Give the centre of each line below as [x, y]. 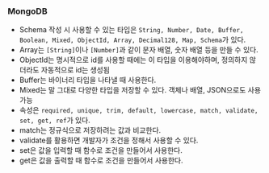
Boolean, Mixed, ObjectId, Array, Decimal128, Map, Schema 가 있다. [132, 40]
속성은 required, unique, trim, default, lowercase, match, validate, [139, 110]
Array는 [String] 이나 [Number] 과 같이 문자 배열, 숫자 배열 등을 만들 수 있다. [139, 50]
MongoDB [27, 11]
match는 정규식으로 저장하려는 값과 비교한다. [90, 130]
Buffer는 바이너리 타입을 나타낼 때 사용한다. [88, 80]
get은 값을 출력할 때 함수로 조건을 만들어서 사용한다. [101, 161]
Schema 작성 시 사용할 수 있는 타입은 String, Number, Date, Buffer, [131, 30]
